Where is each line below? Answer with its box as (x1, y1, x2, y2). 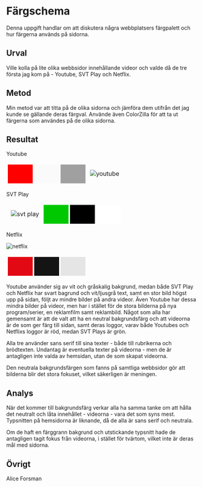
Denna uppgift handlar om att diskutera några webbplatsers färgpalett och (6, 24, 191, 31)
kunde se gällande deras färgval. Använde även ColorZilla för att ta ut (6, 110, 178, 118)
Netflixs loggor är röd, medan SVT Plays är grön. (6, 328, 127, 336)
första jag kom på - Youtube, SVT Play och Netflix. (6, 71, 131, 78)
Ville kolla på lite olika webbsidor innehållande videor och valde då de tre (6, 64, 187, 71)
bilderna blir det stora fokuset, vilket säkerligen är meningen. (6, 371, 157, 378)
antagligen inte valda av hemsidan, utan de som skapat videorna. (6, 352, 168, 360)
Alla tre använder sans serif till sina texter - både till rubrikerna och (6, 340, 172, 347)
